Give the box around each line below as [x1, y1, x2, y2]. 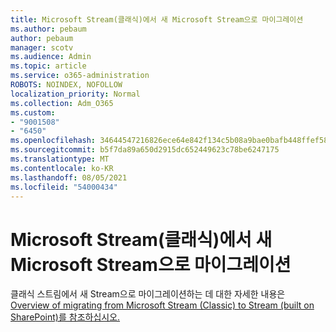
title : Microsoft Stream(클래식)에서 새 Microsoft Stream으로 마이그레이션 [10, 14, 304, 25]
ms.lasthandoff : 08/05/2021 [10, 172, 128, 183]
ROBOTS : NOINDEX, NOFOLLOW [10, 80, 123, 90]
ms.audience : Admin [10, 52, 92, 62]
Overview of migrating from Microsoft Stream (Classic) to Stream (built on [10, 299, 315, 311]
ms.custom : [10, 107, 56, 118]
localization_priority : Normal [10, 89, 141, 99]
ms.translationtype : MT [10, 154, 110, 164]
